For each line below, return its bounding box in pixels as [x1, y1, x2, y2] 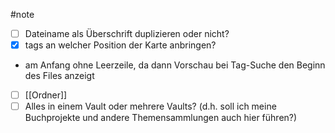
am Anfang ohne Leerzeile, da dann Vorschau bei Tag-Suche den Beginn [24, 59, 326, 71]
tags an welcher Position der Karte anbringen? [24, 39, 217, 51]
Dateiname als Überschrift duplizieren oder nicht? [24, 28, 230, 39]
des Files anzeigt [24, 70, 95, 82]
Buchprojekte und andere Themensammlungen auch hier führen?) [24, 112, 298, 124]
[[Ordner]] [24, 89, 68, 101]
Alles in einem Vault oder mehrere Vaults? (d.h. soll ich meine [24, 100, 277, 113]
